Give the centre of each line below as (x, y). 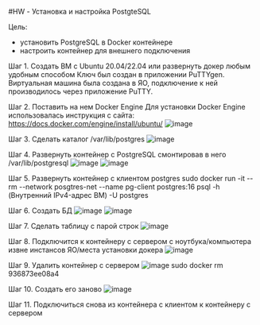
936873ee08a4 (34, 274)
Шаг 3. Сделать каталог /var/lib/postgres (77, 139)
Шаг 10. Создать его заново (55, 289)
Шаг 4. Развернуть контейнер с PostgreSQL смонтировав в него (117, 155)
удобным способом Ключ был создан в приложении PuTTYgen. (116, 74)
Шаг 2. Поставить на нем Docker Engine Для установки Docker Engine (127, 107)
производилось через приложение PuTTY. (81, 91)
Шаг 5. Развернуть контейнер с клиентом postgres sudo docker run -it (126, 178)
